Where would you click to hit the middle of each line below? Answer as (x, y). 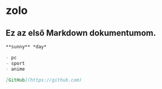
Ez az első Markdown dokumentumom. (81, 33)
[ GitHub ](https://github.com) (44, 80)
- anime (15, 69)
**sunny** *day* (26, 47)
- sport (15, 63)
